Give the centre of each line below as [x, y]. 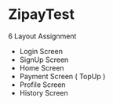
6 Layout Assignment [42, 36]
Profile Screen [42, 85]
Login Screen [41, 51]
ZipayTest [41, 14]
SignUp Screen [44, 60]
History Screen [44, 92]
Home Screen [42, 67]
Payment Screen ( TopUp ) [62, 76]
